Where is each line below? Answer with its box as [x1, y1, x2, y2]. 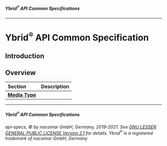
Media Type [7, 92, 36, 98]
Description [41, 83, 70, 90]
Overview [5, 68, 36, 77]
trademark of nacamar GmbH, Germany [5, 135, 88, 141]
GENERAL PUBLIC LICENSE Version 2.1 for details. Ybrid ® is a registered [5, 129, 153, 136]
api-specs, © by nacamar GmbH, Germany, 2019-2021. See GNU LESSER [5, 124, 157, 130]
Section [7, 83, 26, 90]
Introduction [5, 51, 45, 60]
